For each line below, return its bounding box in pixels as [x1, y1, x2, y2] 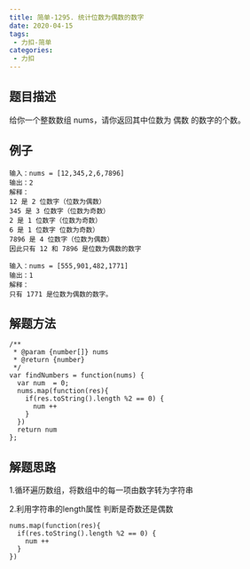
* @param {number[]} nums [12, 348, 109, 357]
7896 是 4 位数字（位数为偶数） [9, 234, 114, 244]
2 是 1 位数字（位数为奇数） [9, 216, 102, 225]
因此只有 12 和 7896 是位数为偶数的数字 [9, 244, 142, 253]
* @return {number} [12, 356, 86, 365]
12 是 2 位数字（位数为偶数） [9, 197, 106, 206]
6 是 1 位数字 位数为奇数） [9, 225, 99, 234]
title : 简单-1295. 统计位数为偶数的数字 [9, 12, 145, 22]
